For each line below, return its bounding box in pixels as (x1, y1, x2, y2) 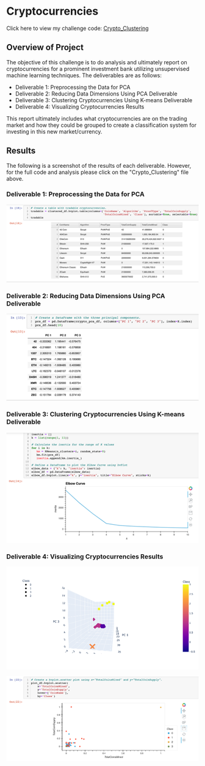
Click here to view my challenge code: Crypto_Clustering (6, 24, 149, 32)
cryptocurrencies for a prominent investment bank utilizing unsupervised (6, 65, 190, 72)
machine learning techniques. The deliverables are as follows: (6, 72, 162, 79)
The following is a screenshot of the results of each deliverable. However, (6, 162, 192, 169)
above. (6, 175, 24, 182)
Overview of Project (6, 42, 84, 53)
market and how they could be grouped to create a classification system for (6, 121, 197, 129)
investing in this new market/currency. (6, 127, 103, 135)
